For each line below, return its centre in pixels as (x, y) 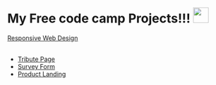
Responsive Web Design (43, 38)
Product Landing (42, 74)
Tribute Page (36, 59)
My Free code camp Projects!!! (99, 19)
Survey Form (36, 66)
